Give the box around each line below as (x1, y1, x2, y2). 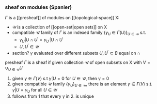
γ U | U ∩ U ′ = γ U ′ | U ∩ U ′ (19, 36, 63, 44)
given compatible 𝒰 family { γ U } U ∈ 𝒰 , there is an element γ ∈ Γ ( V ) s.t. (12, 81, 153, 88)
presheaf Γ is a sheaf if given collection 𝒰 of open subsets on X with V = (5, 59, 150, 65)
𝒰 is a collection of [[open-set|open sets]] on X (12, 24, 107, 30)
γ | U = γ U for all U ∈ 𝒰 (12, 87, 57, 94)
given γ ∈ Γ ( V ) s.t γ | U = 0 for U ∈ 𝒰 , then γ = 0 (12, 75, 109, 81)
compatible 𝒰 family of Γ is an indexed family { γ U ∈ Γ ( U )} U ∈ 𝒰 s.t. (12, 30, 146, 37)
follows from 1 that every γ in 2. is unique (12, 93, 94, 99)
